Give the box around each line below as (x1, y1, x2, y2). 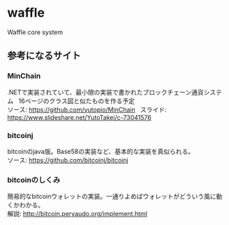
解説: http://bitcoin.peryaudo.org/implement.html (7, 210, 148, 218)
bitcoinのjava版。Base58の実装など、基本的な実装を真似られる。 (7, 147, 195, 155)
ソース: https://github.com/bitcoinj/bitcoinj (7, 155, 128, 164)
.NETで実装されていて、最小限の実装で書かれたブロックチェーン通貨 (7, 88, 204, 96)
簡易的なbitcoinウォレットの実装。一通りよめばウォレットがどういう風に (7, 192, 216, 201)
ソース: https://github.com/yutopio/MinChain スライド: (7, 105, 167, 114)
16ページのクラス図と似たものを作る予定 (18, 96, 135, 105)
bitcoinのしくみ (7, 175, 61, 185)
